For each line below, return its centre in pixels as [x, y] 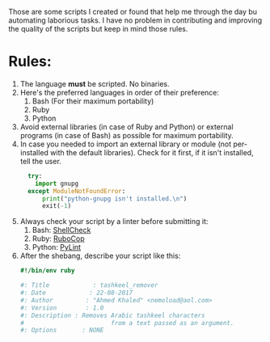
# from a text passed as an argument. [127, 323]
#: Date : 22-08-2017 [76, 293]
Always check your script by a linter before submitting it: [114, 222]
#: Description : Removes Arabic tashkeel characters [112, 315]
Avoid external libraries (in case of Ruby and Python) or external [127, 127]
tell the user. [41, 161]
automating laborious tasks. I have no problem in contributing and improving [135, 20]
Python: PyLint [57, 247]
